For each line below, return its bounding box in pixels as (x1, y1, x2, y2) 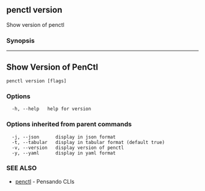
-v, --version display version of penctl (12, 145, 124, 151)
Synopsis (6, 36, 35, 45)
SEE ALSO (6, 164, 37, 173)
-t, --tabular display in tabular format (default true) (12, 139, 165, 145)
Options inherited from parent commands (6, 120, 132, 129)
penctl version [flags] (6, 77, 67, 84)
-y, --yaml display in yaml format (12, 150, 116, 156)
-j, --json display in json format (12, 134, 116, 140)
